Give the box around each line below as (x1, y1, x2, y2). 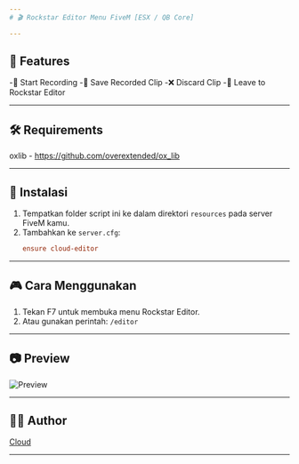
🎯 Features (9, 54, 70, 69)
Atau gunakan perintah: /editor (21, 316, 139, 326)
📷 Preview (9, 351, 70, 366)
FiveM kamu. (21, 218, 69, 228)
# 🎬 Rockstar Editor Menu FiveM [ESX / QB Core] (9, 12, 194, 22)
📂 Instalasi (9, 184, 69, 200)
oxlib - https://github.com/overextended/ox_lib (9, 150, 181, 161)
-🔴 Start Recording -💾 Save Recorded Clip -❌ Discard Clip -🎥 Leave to (9, 77, 266, 88)
